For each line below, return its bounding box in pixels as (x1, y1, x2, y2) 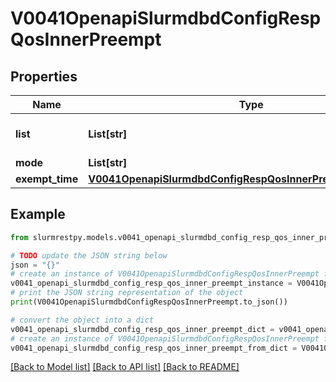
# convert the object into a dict (10, 315, 155, 325)
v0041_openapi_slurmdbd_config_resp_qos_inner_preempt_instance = (10, 278, 293, 289)
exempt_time (15, 172, 79, 186)
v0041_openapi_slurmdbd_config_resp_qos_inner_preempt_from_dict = (10, 343, 298, 353)
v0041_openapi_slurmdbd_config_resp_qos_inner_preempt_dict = (10, 324, 275, 334)
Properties (10, 68, 78, 85)
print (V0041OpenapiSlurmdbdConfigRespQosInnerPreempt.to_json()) (10, 297, 288, 307)
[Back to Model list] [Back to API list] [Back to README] (10, 361, 240, 373)
